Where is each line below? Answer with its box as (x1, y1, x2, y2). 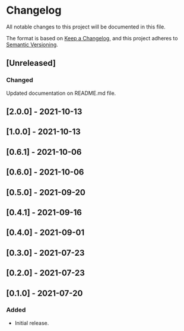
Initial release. (14, 319, 49, 326)
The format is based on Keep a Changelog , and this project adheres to (6, 34, 178, 42)
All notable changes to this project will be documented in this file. (6, 23, 166, 30)
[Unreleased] (6, 58, 56, 68)
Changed (6, 76, 34, 84)
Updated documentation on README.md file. (6, 90, 116, 97)
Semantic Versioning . (6, 41, 58, 48)
